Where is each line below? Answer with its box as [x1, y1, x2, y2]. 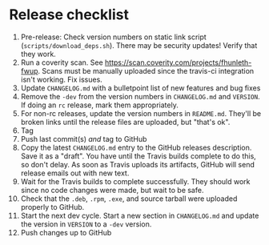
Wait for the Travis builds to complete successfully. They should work [20, 176, 251, 186]
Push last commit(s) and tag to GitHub [20, 134, 147, 143]
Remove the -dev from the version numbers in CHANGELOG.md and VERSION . [20, 91, 260, 101]
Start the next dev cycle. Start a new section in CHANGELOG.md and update [20, 211, 259, 220]
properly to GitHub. [20, 202, 85, 211]
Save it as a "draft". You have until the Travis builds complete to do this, [20, 151, 257, 161]
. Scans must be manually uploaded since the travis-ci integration [38, 66, 255, 75]
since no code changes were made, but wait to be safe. [20, 185, 204, 195]
